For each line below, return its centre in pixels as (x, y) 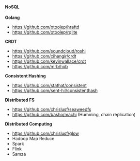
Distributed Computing (29, 124)
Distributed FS (20, 100)
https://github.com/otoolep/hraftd (46, 27)
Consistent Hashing (25, 76)
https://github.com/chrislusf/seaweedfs (51, 109)
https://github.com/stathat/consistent (49, 86)
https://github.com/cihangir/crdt (44, 56)
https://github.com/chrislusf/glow (45, 133)
